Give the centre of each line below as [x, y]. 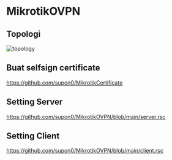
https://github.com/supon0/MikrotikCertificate [65, 82]
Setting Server [35, 102]
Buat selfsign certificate [53, 68]
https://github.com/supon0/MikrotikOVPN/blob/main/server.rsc [86, 116]
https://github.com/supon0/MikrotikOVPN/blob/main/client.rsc [85, 151]
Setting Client [33, 136]
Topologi [24, 34]
